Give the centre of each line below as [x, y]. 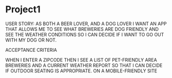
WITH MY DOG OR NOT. [31, 40]
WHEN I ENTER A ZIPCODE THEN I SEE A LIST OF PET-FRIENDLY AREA [81, 60]
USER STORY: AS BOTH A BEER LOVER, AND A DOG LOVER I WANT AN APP [86, 24]
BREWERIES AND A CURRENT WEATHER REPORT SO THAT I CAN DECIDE [84, 65]
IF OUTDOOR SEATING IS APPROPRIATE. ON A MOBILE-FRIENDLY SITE [81, 71]
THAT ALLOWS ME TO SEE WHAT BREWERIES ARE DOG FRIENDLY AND [82, 29]
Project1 [23, 9]
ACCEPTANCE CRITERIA [31, 50]
